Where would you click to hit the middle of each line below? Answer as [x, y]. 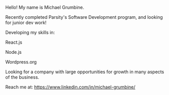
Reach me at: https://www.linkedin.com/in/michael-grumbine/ [70, 87]
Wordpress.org [21, 62]
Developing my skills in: [30, 32]
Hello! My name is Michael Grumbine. [45, 7]
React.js [14, 42]
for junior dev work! [26, 23]
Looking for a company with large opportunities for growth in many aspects [85, 72]
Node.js [14, 52]
